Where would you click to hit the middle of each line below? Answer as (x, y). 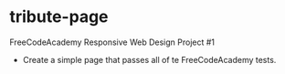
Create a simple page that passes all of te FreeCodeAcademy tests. (149, 59)
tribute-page (59, 17)
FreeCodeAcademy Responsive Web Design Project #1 (112, 42)
